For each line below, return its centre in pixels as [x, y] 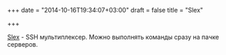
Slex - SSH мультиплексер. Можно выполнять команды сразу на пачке [113, 37]
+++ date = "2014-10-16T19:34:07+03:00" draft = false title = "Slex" [105, 10]
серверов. [23, 44]
